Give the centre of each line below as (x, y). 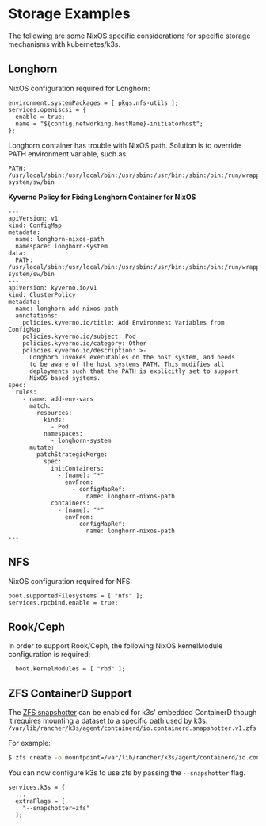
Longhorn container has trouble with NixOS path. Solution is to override (125, 145)
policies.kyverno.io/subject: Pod (79, 336)
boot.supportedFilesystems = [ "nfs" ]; (76, 596)
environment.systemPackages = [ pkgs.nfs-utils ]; (93, 103)
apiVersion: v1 (33, 218)
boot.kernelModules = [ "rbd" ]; (70, 669)
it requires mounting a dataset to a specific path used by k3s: (108, 721)
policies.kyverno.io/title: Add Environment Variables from (123, 322)
